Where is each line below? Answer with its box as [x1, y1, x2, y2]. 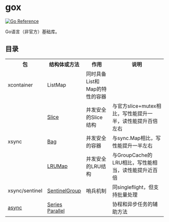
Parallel [47, 207, 65, 214]
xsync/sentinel [8, 187, 43, 194]
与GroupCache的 [112, 152, 152, 159]
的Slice [86, 114, 103, 121]
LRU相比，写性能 [112, 159, 152, 166]
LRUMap [47, 163, 68, 170]
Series [47, 201, 62, 208]
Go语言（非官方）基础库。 [5, 28, 60, 34]
